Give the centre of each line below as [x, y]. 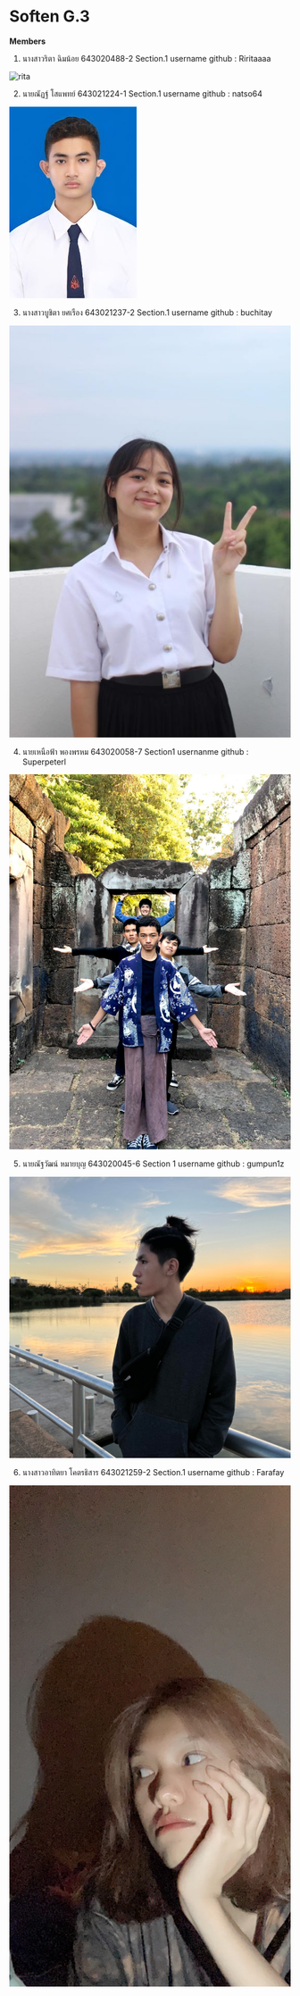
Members [28, 41]
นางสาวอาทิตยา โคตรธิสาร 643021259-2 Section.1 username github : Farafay [153, 1473]
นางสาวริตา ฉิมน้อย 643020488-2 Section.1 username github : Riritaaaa [146, 58]
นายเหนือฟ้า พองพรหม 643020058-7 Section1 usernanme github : [135, 752]
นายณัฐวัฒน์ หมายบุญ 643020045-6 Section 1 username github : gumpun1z [153, 1164]
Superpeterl [44, 762]
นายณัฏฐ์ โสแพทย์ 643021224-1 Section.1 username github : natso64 [142, 93]
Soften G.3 [50, 17]
